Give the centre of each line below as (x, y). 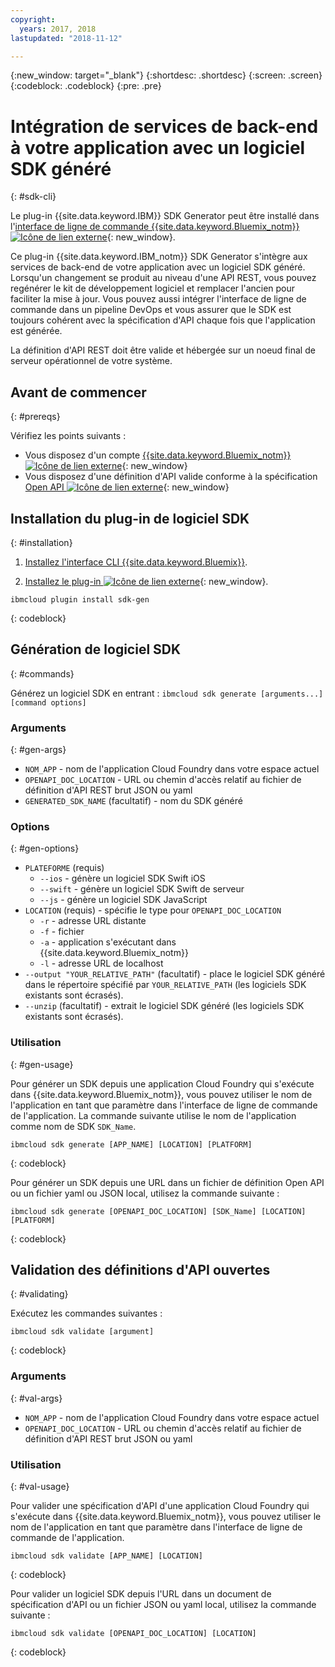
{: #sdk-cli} (33, 197)
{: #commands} (42, 673)
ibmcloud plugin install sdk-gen (80, 599)
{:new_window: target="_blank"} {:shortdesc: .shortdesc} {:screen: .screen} (166, 75)
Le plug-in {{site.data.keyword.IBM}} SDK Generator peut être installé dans (165, 216)
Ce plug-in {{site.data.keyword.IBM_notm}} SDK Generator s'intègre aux (159, 257)
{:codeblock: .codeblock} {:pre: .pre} (86, 86)
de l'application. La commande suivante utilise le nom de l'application (153, 1115)
